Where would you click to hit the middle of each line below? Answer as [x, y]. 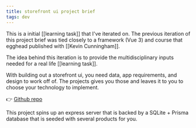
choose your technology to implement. [53, 87]
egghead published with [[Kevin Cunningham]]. [63, 46]
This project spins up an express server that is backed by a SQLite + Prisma [97, 112]
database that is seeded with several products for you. [72, 119]
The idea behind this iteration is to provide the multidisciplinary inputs [90, 57]
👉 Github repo [24, 99]
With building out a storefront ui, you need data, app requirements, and [92, 75]
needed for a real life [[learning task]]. [52, 63]
